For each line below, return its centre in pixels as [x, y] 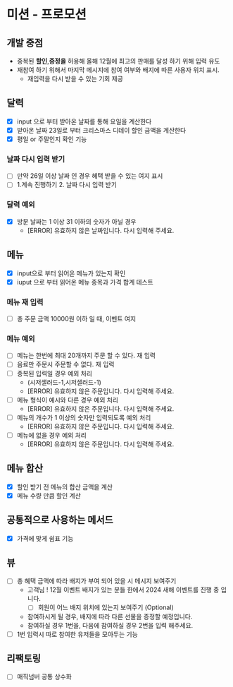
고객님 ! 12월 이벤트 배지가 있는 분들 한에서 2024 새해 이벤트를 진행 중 [123, 590]
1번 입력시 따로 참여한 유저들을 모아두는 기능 [77, 634]
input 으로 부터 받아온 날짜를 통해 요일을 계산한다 [84, 121]
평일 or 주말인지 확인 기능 [52, 139]
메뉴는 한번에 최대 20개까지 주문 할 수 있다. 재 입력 [86, 356]
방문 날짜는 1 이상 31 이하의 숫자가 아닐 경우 [76, 221]
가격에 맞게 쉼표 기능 [45, 538]
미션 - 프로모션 [46, 14]
